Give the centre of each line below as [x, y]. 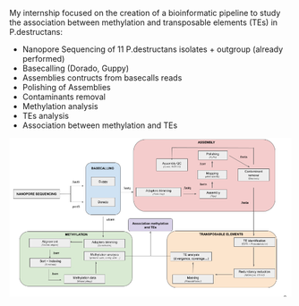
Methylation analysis [60, 106]
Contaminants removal [64, 97]
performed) [43, 59]
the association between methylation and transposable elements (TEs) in [144, 22]
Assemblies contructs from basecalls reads [102, 78]
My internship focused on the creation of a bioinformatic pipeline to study [145, 13]
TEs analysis [46, 116]
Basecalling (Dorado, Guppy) [76, 68]
